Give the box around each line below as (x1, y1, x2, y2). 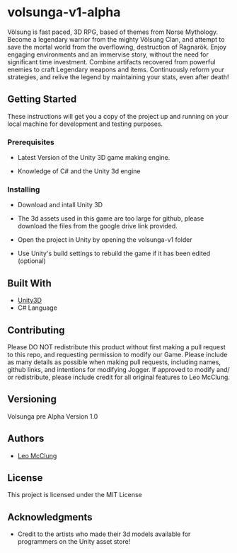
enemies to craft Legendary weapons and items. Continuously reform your (7, 65, 225, 74)
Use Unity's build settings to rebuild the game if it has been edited (17, 249, 211, 258)
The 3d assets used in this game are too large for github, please (17, 214, 204, 223)
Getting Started (7, 93, 77, 105)
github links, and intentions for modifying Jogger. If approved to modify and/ (7, 365, 230, 373)
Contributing (7, 324, 65, 336)
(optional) (17, 257, 46, 265)
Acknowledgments (7, 511, 93, 523)
